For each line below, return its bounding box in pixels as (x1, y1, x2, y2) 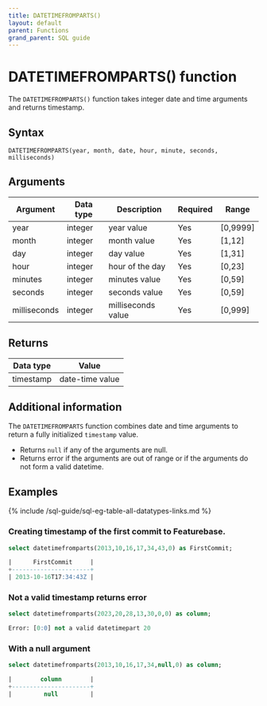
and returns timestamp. (8, 102, 85, 112)
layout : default (8, 19, 62, 27)
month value (108, 235, 155, 246)
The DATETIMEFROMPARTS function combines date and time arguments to (8, 422, 238, 431)
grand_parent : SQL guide (8, 33, 91, 42)
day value (108, 248, 145, 259)
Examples (8, 485, 58, 499)
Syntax (8, 125, 44, 139)
